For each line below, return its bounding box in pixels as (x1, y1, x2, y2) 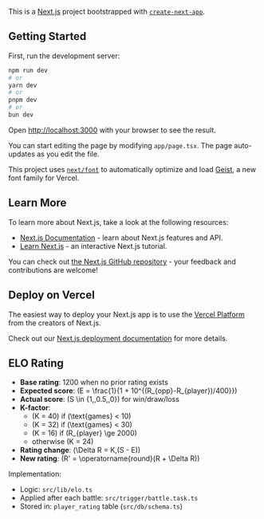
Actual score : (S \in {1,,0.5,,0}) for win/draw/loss (19, 395, 179, 404)
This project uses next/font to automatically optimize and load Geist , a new (8, 164, 257, 174)
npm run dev (8, 66, 48, 74)
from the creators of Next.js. (8, 318, 101, 328)
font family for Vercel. (8, 173, 80, 183)
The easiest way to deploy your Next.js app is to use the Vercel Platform (8, 309, 246, 319)
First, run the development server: (8, 51, 120, 61)
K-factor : (19, 403, 51, 413)
